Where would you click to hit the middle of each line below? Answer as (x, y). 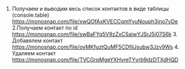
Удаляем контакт (34, 53)
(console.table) (31, 15)
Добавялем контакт (37, 40)
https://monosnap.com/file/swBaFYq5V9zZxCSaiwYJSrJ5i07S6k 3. (95, 34)
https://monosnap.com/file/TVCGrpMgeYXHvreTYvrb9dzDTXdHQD (95, 60)
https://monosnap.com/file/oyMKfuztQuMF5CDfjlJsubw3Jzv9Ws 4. (95, 47)
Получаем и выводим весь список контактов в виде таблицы (90, 9)
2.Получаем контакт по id (45, 28)
